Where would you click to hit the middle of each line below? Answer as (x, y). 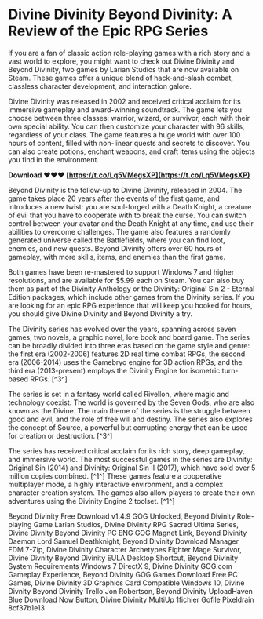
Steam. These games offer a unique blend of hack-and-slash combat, (121, 78)
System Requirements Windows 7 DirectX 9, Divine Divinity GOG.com (121, 566)
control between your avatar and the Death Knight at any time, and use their (131, 223)
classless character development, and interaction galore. (100, 86)
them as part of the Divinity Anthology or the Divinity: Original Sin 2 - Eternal (131, 289)
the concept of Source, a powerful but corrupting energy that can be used (128, 427)
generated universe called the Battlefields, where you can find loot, (117, 240)
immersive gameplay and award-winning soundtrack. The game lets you (125, 109)
